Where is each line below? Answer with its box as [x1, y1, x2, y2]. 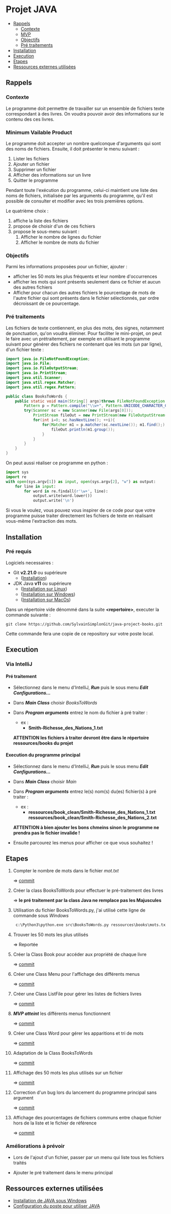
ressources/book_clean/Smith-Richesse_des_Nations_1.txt [28, 809, 156, 815]
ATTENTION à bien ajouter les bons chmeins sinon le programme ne [13, 824, 159, 830]
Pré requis [6, 548, 32, 555]
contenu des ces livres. [6, 116, 55, 122]
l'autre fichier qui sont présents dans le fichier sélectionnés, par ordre [13, 295, 159, 301]
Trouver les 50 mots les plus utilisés [13, 931, 88, 938]
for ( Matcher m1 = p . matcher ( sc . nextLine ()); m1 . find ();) [42, 422, 165, 427]
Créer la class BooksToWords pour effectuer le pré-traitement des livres [13, 887, 164, 894]
